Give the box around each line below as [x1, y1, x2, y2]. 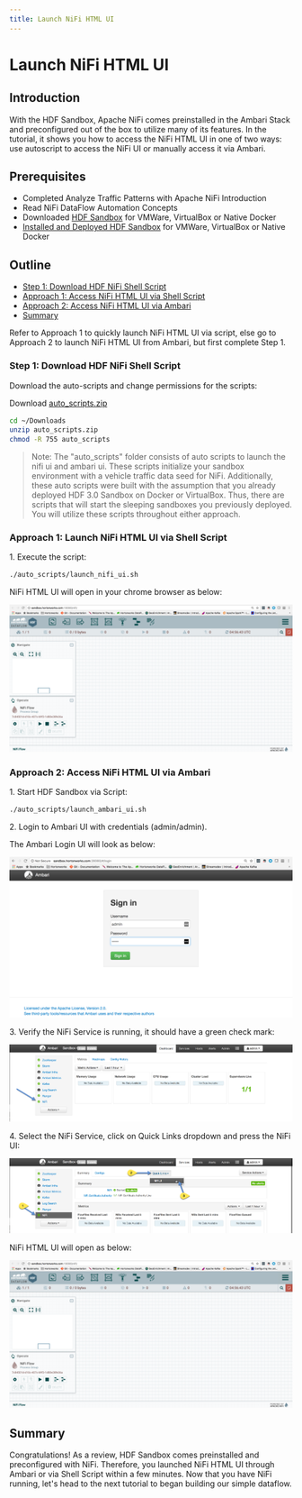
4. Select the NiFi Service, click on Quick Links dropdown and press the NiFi [9, 1130, 291, 1141]
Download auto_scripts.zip [9, 397, 108, 408]
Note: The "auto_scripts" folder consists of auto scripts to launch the [31, 452, 286, 462]
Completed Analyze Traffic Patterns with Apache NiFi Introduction [22, 193, 267, 204]
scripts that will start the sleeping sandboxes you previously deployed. [31, 499, 292, 510]
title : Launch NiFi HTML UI [9, 14, 115, 23]
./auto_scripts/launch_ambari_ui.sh [9, 805, 147, 815]
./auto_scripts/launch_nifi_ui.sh [9, 571, 139, 580]
